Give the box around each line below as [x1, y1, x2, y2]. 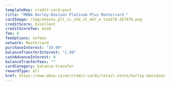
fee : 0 [5, 31, 19, 36]
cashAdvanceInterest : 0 [5, 54, 56, 60]
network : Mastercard [5, 40, 49, 46]
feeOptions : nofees [5, 36, 47, 41]
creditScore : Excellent [5, 21, 56, 27]
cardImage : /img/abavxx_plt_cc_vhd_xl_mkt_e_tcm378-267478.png [5, 17, 142, 22]
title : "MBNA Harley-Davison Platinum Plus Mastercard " [5, 12, 129, 17]
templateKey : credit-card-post [5, 7, 72, 13]
